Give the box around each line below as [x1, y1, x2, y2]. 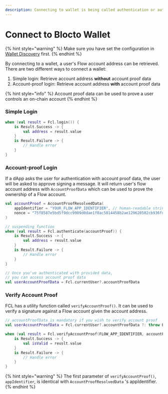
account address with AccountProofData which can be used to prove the [5, 186, 153, 192]
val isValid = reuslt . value [23, 341, 81, 346]
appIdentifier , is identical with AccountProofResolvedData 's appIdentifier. [5, 378, 157, 384]
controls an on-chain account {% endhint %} [5, 96, 97, 102]
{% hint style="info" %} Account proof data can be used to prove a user [5, 91, 154, 97]
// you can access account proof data [5, 275, 86, 280]
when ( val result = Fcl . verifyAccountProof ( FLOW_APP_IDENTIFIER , [5, 331, 144, 337]
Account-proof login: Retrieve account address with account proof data [12, 81, 161, 87]
